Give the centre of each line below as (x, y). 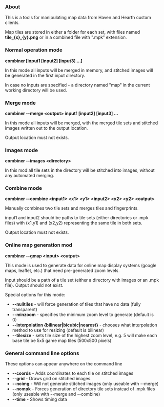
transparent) (25, 309)
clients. (12, 23)
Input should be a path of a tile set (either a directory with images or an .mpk (82, 280)
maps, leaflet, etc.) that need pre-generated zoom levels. (62, 271)
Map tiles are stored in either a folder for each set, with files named (72, 32)
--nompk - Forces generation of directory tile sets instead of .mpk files (83, 389)
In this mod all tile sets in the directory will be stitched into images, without (80, 170)
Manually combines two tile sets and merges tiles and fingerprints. (72, 208)
